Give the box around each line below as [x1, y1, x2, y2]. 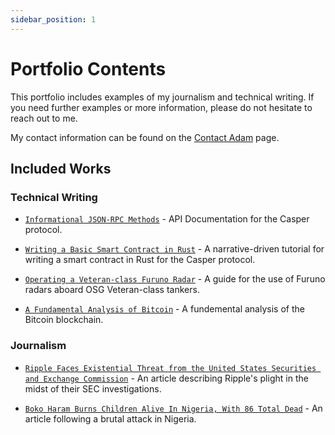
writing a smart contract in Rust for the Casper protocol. [24, 254, 256, 266]
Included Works [10, 160, 112, 177]
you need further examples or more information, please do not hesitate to [10, 101, 313, 113]
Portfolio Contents [10, 57, 167, 80]
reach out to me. [10, 112, 78, 124]
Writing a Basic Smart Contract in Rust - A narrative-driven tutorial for [24, 243, 325, 255]
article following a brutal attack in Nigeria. [24, 412, 197, 425]
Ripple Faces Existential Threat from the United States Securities [24, 363, 317, 373]
